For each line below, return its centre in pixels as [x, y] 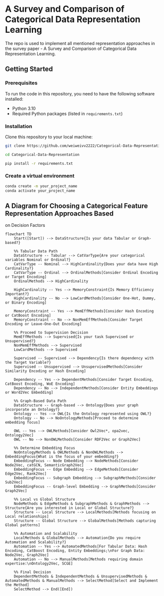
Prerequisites [21, 83]
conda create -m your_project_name [41, 186]
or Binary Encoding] [26, 303]
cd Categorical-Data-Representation [42, 155]
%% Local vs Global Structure [45, 500]
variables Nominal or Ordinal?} [38, 260]
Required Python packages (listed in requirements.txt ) [67, 113]
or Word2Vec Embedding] [29, 393]
